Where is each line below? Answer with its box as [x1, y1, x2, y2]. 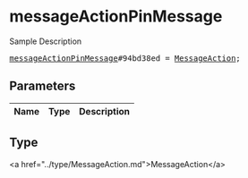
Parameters [9, 79, 76, 94]
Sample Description [9, 36, 82, 47]
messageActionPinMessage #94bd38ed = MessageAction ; [9, 53, 242, 64]
